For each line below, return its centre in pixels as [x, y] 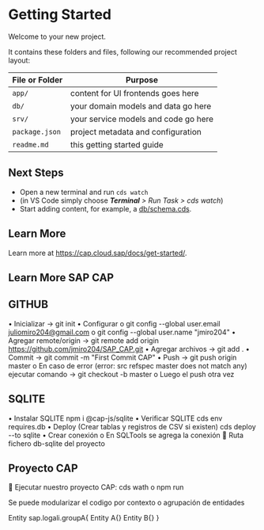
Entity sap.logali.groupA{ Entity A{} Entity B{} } [84, 518]
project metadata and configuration [136, 132]
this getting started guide [117, 144]
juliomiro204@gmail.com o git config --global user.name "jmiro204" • [122, 332]
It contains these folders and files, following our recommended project [123, 51]
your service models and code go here [142, 119]
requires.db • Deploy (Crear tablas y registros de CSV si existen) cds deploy [132, 426]
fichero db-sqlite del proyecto [57, 443]
